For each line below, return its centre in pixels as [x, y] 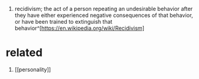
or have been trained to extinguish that [63, 22]
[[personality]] [33, 69]
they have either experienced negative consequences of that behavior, [104, 15]
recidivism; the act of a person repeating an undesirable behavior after [104, 9]
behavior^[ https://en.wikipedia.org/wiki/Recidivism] [79, 28]
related [24, 53]
